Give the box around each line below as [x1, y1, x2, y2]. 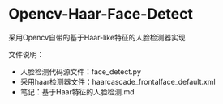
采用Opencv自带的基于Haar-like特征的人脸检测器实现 [8, 32, 186, 42]
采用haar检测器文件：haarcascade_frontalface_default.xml [19, 77, 217, 86]
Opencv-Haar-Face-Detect [8, 5, 193, 23]
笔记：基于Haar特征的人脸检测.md [19, 86, 135, 97]
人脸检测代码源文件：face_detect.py [19, 66, 142, 77]
